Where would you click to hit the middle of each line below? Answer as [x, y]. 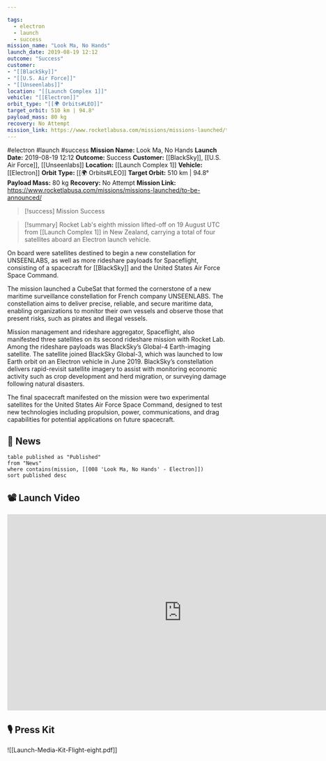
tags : [15, 20]
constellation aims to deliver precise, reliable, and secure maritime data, [110, 303]
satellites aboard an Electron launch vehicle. [87, 239]
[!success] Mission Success [64, 211]
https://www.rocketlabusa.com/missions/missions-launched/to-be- [104, 190]
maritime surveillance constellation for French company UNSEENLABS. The [115, 296]
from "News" [24, 464]
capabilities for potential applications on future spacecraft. [91, 419]
